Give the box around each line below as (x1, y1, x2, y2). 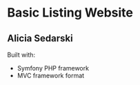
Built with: (7, 50, 36, 59)
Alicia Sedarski (7, 32, 74, 44)
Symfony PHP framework (17, 64, 90, 72)
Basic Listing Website (7, 5, 133, 21)
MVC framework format (17, 71, 85, 79)
